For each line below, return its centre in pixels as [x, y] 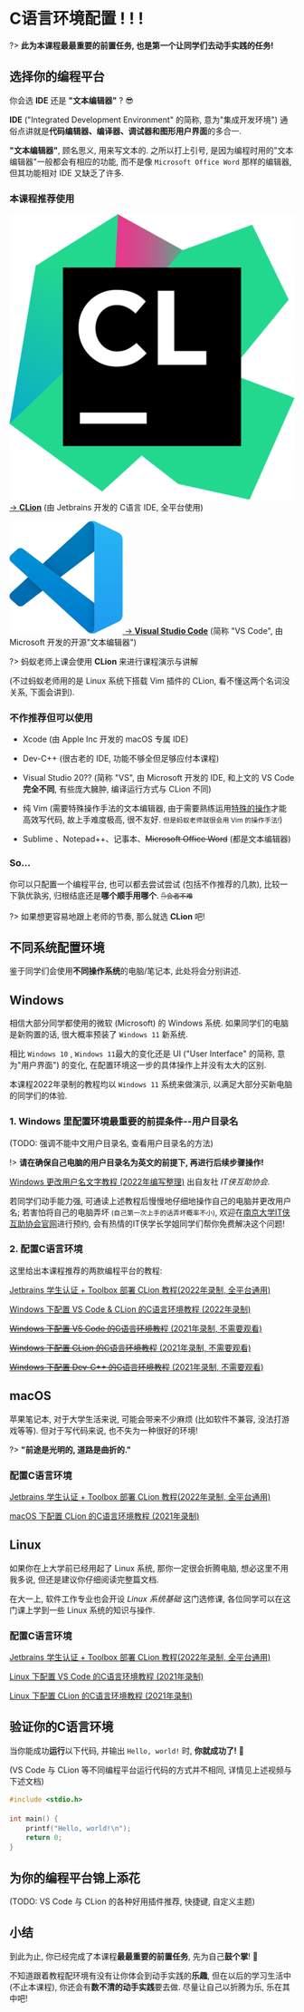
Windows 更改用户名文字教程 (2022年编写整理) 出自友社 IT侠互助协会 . [140, 1181]
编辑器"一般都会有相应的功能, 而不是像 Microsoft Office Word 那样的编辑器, [151, 161]
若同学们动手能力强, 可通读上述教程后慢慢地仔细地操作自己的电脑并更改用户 [150, 1200]
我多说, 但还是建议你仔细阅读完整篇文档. [85, 1579]
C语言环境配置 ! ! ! [76, 19]
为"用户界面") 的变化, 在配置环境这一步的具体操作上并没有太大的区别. [138, 1065]
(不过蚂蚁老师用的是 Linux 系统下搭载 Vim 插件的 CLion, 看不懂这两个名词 [146, 681]
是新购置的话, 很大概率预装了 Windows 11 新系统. [99, 1035]
